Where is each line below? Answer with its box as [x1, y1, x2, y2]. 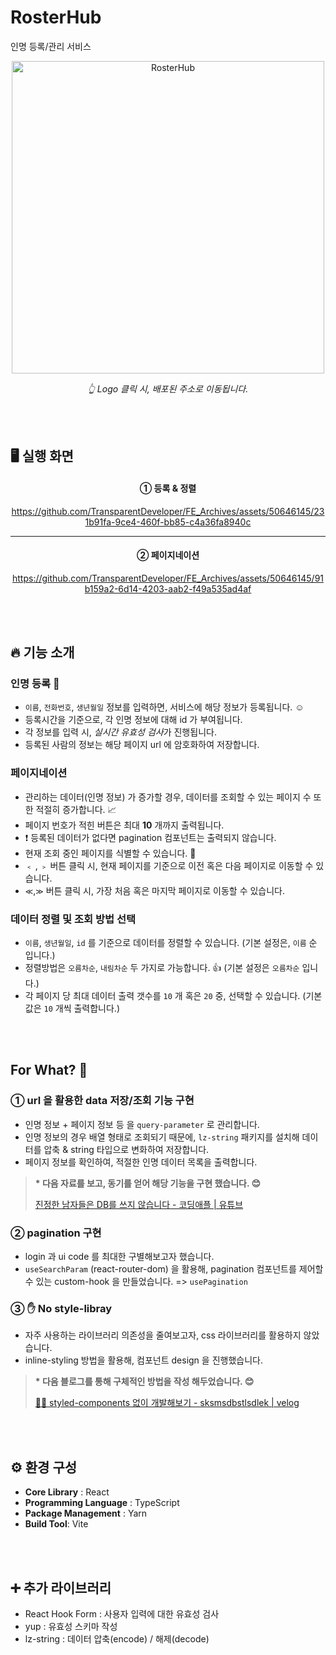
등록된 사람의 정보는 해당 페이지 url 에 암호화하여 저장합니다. [24, 739, 260, 751]
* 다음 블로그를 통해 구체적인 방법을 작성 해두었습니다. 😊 [34, 1376, 255, 1388]
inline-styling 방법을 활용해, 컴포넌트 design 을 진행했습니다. [24, 1354, 263, 1366]
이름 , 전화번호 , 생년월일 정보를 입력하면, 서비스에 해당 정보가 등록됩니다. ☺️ [24, 701, 305, 713]
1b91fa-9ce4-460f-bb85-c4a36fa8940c [84, 516, 252, 528]
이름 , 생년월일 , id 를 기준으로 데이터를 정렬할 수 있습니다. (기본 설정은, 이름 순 [24, 937, 318, 949]
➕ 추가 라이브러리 [10, 1579, 112, 1596]
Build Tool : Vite [24, 1518, 89, 1530]
